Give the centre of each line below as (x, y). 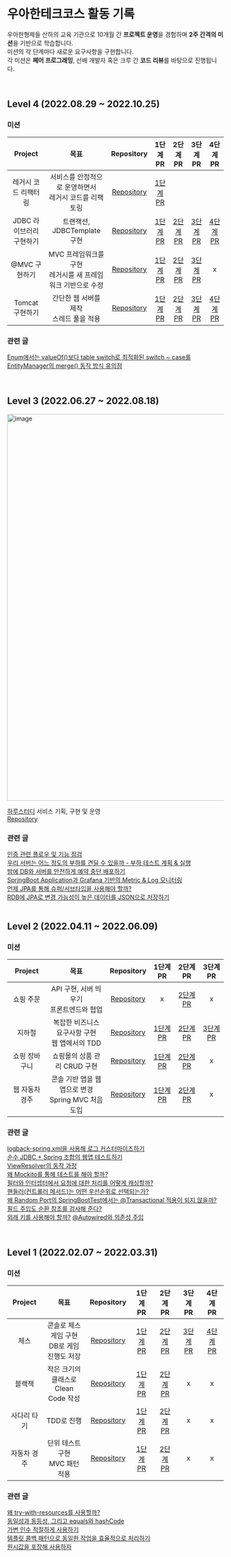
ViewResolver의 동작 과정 (42, 1166)
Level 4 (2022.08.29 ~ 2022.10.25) (84, 104)
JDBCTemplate (76, 230)
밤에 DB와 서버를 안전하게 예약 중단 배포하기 (66, 872)
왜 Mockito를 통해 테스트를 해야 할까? (58, 1174)
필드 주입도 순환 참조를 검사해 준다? (55, 1209)
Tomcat (26, 302)
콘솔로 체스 (64, 1325)
